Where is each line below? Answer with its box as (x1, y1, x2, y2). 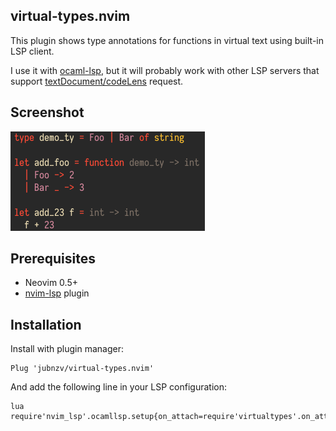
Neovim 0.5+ (24, 277, 78, 289)
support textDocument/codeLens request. (10, 75, 184, 87)
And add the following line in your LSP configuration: (10, 381, 227, 393)
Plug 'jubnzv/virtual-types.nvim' (10, 364, 155, 374)
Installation (10, 316, 82, 333)
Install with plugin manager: (10, 343, 125, 355)
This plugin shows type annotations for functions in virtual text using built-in (10, 34, 325, 46)
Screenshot (10, 104, 85, 121)
